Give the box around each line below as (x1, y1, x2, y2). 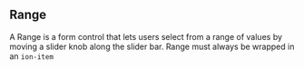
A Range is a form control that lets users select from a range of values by (9, 31, 283, 42)
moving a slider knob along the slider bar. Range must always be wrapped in (9, 41, 295, 52)
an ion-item (9, 50, 54, 62)
